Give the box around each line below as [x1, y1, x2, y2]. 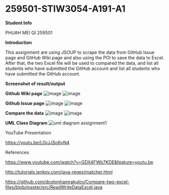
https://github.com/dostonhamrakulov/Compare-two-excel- [5, 178, 130, 185]
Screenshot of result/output [5, 81, 66, 87]
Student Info [5, 20, 32, 26]
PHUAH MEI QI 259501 [5, 29, 53, 35]
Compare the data [5, 110, 44, 116]
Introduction [5, 39, 32, 46]
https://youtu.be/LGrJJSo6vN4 [5, 139, 70, 145]
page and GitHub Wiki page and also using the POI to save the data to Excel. [5, 54, 164, 61]
